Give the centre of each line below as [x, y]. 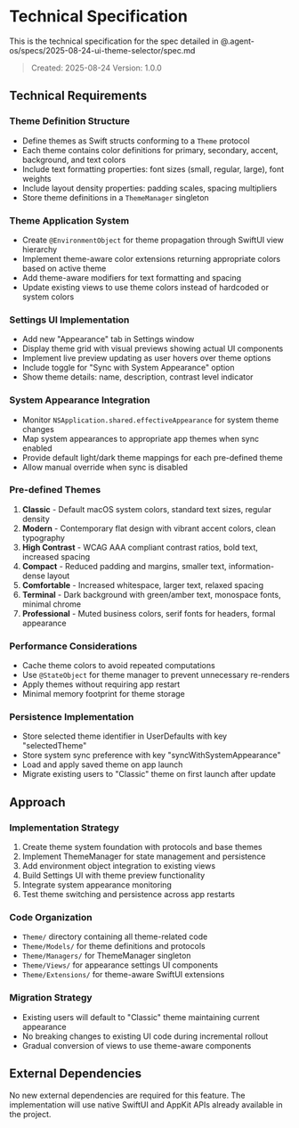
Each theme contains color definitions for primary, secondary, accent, [150, 150]
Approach [37, 802]
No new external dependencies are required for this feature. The [127, 1095]
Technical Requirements [78, 96]
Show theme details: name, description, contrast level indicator [137, 377]
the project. [30, 1114]
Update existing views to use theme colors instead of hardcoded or [145, 287]
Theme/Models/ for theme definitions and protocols [114, 946]
